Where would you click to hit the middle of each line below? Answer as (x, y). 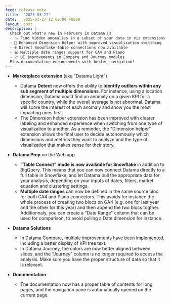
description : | (21, 29)
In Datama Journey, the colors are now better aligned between (85, 249)
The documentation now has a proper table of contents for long (86, 284)
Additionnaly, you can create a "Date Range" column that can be (87, 213)
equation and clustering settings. (54, 186)
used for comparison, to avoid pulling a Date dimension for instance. (91, 219)
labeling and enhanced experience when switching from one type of (91, 123)
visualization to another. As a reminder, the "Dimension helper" (86, 129)
